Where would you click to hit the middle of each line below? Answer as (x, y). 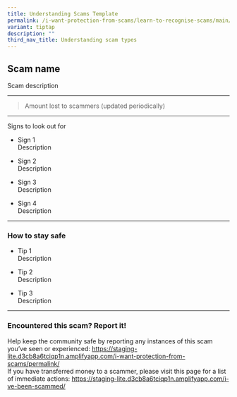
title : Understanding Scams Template (63, 14)
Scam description (33, 85)
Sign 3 (27, 182)
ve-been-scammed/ (36, 386)
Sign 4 (27, 203)
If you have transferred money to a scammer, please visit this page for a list (117, 371)
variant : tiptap (31, 27)
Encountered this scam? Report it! (67, 326)
